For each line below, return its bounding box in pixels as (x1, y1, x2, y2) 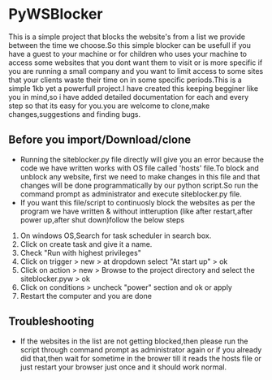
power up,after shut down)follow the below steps (19, 214, 185, 224)
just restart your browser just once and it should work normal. (19, 362, 227, 372)
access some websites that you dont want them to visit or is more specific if (8, 58, 263, 67)
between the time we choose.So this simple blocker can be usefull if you (8, 40, 252, 50)
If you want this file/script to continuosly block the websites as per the (19, 197, 256, 207)
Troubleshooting (8, 314, 95, 329)
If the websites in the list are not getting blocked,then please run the (19, 336, 248, 346)
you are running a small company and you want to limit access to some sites (8, 66, 264, 76)
